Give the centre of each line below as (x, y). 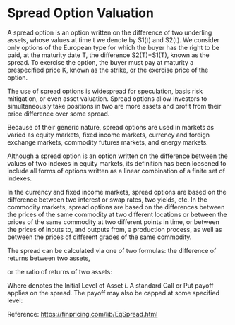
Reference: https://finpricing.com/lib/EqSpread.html (83, 314)
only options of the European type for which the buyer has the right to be (114, 47)
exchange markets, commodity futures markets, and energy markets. (108, 142)
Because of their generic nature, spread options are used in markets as (111, 127)
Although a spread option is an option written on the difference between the (117, 156)
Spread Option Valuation (80, 13)
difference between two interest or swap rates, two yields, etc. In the (107, 200)
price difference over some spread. (59, 114)
